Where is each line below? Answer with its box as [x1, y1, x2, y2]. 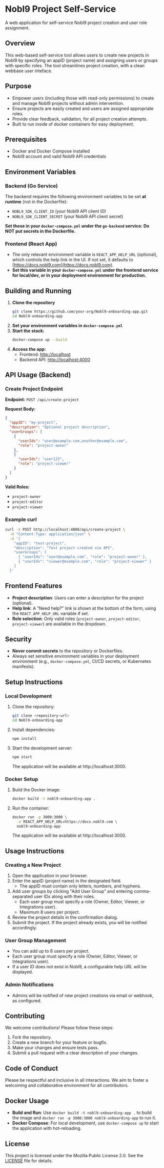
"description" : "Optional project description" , [9, 425, 110, 430]
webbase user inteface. [5, 68, 53, 74]
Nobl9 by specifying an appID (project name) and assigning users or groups [5, 57, 158, 63]
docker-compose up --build [12, 337, 67, 342]
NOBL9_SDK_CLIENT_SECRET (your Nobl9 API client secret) [12, 213, 123, 219]
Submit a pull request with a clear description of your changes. [12, 1050, 139, 1056]
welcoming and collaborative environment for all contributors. [5, 1083, 129, 1089]
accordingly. [12, 925, 38, 931]
